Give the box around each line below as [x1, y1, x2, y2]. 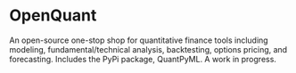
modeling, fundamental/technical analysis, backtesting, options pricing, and [9, 44, 288, 54]
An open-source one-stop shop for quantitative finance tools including [9, 35, 269, 45]
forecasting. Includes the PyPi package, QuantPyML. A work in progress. [9, 53, 276, 64]
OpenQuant [9, 5, 97, 26]
